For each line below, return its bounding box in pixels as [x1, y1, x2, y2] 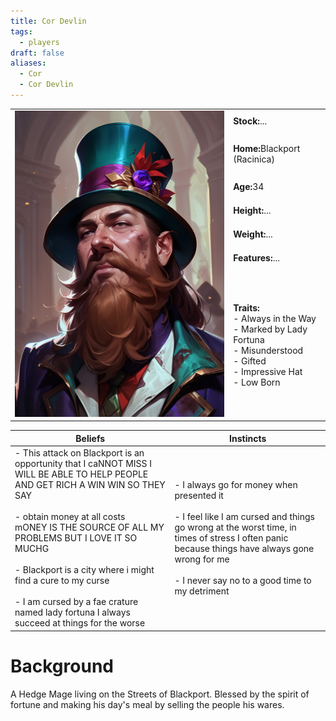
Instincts [229, 432, 267, 444]
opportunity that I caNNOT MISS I [14, 458, 153, 470]
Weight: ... [233, 228, 273, 240]
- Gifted [233, 355, 267, 367]
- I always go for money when [174, 479, 298, 491]
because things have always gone [174, 543, 315, 555]
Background [10, 655, 114, 677]
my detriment [174, 585, 230, 597]
